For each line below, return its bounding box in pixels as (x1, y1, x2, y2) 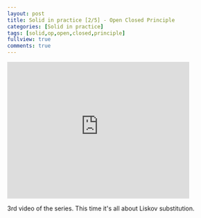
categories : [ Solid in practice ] (7, 23, 104, 30)
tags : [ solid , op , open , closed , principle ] (7, 29, 126, 37)
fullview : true (7, 36, 51, 43)
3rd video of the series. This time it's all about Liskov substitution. (7, 204, 195, 212)
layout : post (7, 10, 45, 17)
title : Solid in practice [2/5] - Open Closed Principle (7, 17, 175, 24)
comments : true (7, 42, 51, 49)
